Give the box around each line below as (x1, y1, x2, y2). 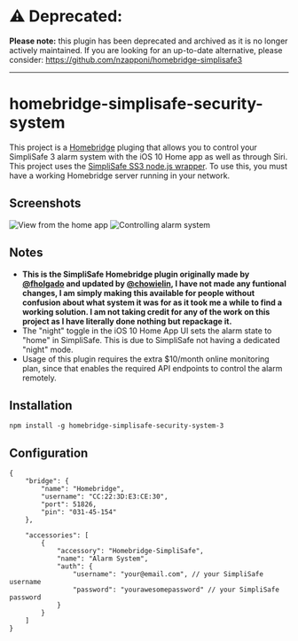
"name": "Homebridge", (41, 485, 125, 494)
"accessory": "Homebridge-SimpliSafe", (56, 547, 204, 556)
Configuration (9, 445, 89, 460)
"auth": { (56, 562, 93, 571)
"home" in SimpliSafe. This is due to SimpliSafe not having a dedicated (21, 334, 281, 345)
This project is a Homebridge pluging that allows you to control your (9, 142, 257, 152)
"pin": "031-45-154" (41, 508, 117, 517)
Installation (9, 397, 73, 413)
